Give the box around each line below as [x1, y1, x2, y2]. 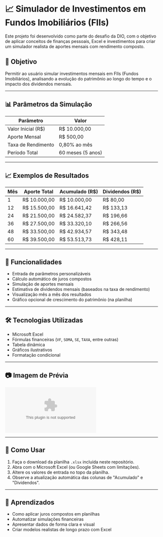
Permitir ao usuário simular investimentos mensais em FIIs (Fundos [5, 71, 139, 77]
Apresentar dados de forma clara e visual [12, 521, 95, 527]
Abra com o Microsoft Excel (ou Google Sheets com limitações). [12, 464, 140, 470]
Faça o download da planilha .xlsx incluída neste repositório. [12, 459, 135, 465]
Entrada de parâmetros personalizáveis [12, 271, 91, 277]
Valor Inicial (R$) [7, 125, 45, 132]
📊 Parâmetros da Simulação [5, 100, 92, 109]
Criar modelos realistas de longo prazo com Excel [12, 527, 112, 533]
